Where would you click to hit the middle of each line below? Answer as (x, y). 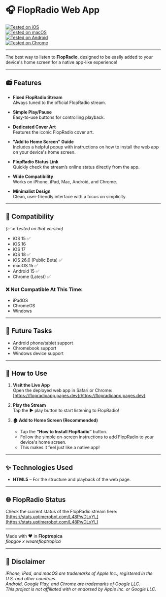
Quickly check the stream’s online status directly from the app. (76, 167)
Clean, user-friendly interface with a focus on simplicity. (70, 196)
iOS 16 (19, 244)
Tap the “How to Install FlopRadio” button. (64, 432)
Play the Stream (29, 405)
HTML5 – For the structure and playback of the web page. (72, 480)
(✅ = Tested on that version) (34, 228)
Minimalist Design (32, 191)
